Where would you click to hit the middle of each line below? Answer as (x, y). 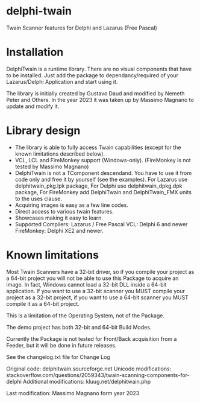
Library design (43, 131)
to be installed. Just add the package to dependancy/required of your (92, 75)
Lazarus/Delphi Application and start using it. (62, 81)
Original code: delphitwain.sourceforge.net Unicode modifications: (89, 369)
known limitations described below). (60, 154)
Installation (35, 52)
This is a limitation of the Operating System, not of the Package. (85, 316)
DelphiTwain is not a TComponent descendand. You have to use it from (103, 173)
